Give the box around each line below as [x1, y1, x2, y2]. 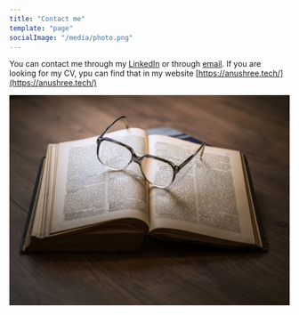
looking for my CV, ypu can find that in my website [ [9, 68, 199, 79]
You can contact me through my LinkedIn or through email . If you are [9, 59, 262, 69]
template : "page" [9, 23, 74, 33]
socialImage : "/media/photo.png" [9, 33, 133, 42]
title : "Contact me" [9, 14, 86, 23]
